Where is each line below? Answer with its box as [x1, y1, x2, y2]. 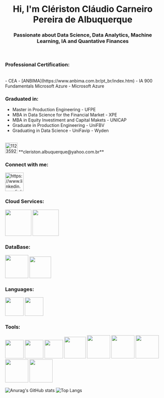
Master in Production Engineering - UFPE [12, 107, 96, 113]
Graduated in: [5, 95, 39, 102]
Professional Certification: [5, 61, 70, 68]
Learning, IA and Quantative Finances [36, 38, 129, 45]
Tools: [5, 323, 21, 330]
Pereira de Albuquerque [33, 14, 133, 25]
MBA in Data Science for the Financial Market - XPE [12, 112, 117, 118]
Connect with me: [5, 161, 49, 168]
